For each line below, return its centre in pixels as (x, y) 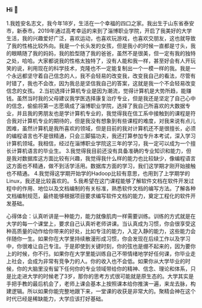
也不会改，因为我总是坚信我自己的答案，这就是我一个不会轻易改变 (114, 83)
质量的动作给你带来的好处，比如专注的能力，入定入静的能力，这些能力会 (106, 231)
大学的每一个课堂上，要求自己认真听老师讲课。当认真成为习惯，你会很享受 (98, 224)
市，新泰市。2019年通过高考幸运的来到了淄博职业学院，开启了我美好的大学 (99, 31)
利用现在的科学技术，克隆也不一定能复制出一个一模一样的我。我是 (109, 68)
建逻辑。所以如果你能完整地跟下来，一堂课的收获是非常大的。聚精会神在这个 (101, 291)
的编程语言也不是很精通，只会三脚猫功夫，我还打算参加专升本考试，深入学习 (101, 136)
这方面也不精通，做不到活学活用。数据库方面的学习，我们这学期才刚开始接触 (101, 166)
